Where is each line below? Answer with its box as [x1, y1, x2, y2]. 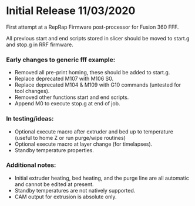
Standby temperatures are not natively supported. [14, 187, 136, 194]
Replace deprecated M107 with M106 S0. [14, 75, 113, 83]
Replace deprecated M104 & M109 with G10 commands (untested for [14, 81, 181, 88]
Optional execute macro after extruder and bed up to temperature [14, 128, 174, 135]
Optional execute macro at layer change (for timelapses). [14, 140, 153, 147]
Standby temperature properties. [14, 146, 94, 153]
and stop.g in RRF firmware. [6, 41, 73, 48]
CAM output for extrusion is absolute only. [14, 193, 117, 200]
